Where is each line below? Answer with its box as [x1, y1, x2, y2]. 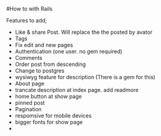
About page [14, 80, 45, 87]
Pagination [14, 106, 42, 112]
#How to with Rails [6, 5, 53, 12]
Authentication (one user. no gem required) [14, 48, 122, 55]
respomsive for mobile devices [14, 112, 92, 119]
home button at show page [14, 93, 83, 100]
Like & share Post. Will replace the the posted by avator [14, 28, 153, 36]
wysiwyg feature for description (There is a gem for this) [14, 74, 156, 80]
